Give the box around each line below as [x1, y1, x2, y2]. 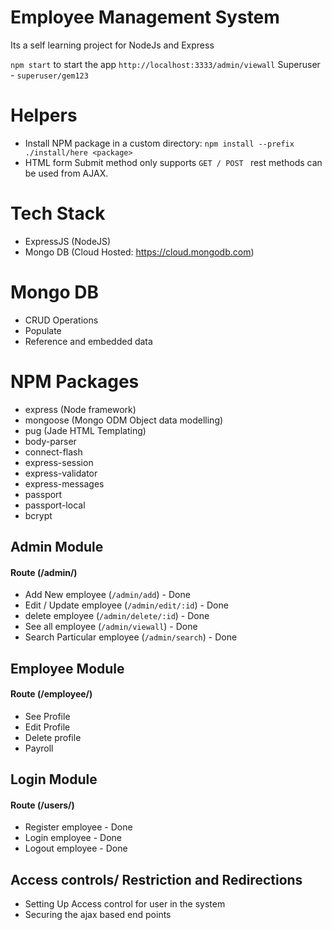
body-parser [24, 435, 77, 447]
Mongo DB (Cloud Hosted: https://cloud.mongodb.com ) [24, 246, 255, 258]
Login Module [10, 771, 98, 788]
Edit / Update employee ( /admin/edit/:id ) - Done [24, 599, 229, 611]
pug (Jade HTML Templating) [24, 424, 147, 436]
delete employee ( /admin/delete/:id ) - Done [24, 610, 210, 622]
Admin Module [10, 539, 104, 556]
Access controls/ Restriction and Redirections [10, 871, 303, 888]
